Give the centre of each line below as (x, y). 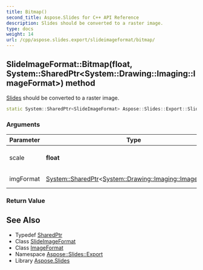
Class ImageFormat (39, 248)
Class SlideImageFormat (45, 241)
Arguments (23, 124)
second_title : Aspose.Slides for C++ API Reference (72, 18)
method (80, 83)
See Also (23, 220)
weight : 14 (20, 34)
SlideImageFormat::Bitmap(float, (69, 64)
